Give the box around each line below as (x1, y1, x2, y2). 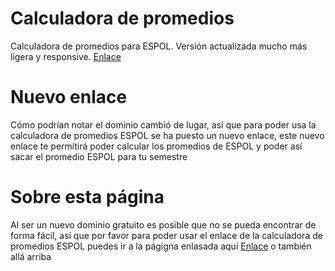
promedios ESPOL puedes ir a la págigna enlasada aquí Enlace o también (10, 240, 312, 252)
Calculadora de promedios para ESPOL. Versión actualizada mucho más (10, 40, 308, 52)
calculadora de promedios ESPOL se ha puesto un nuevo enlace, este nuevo (10, 129, 325, 141)
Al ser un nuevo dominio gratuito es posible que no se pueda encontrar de (10, 218, 317, 231)
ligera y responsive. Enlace (10, 50, 122, 62)
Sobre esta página (10, 186, 165, 209)
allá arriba (10, 250, 52, 262)
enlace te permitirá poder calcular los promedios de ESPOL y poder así (10, 140, 303, 152)
